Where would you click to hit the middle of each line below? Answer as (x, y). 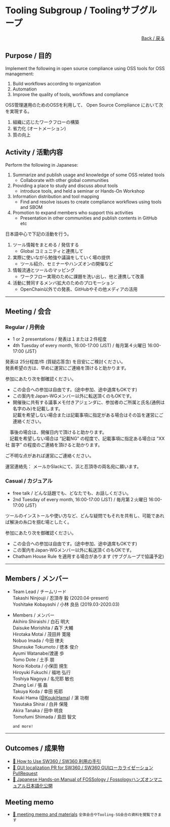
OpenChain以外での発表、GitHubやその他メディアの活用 (79, 289)
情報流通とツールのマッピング (44, 270)
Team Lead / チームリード (39, 592)
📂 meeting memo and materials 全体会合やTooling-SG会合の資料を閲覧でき (85, 814)
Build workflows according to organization (57, 83)
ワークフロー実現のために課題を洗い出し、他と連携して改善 (82, 276)
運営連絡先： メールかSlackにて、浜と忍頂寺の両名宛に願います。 (73, 467)
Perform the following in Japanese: (42, 165)
